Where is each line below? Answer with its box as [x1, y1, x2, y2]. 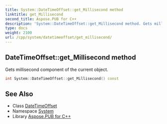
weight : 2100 [5, 30, 32, 35]
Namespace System [12, 108, 54, 114]
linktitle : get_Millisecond [5, 12, 64, 17]
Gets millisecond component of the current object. [5, 66, 108, 72]
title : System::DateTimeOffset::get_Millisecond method [5, 7, 123, 12]
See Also [5, 90, 33, 98]
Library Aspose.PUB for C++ [12, 114, 71, 120]
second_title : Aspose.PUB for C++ [5, 16, 77, 21]
